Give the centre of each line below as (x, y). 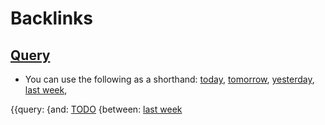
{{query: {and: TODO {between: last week (96, 109)
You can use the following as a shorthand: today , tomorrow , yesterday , (169, 79)
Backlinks (52, 18)
